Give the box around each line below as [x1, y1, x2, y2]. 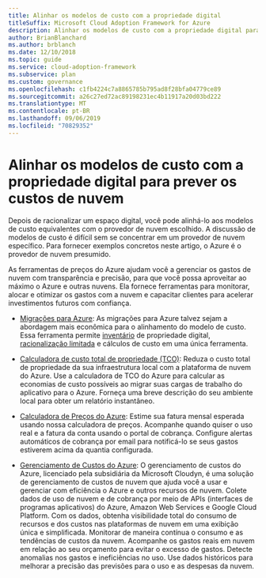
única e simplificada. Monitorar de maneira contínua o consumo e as [19, 527, 244, 537]
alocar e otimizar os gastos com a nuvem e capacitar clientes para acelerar [8, 289, 253, 299]
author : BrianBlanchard [8, 33, 87, 42]
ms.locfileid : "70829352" [8, 122, 93, 130]
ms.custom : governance [8, 77, 83, 85]
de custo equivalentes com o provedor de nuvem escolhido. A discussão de [8, 224, 256, 233]
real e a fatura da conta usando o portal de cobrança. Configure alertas [19, 428, 253, 437]
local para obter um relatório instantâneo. [19, 396, 155, 406]
